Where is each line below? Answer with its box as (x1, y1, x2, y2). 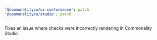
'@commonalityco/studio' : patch (4, 12, 71, 17)
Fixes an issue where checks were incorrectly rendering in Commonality (4, 25, 152, 31)
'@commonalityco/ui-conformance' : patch (4, 7, 90, 12)
